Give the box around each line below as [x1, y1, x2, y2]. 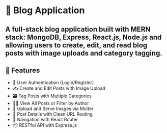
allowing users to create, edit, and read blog [5, 41, 148, 49]
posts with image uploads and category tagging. [5, 48, 162, 58]
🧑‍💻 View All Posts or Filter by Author [12, 100, 89, 107]
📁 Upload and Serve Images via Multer [12, 105, 94, 112]
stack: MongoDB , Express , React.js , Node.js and [5, 33, 162, 41]
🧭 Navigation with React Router [12, 117, 78, 123]
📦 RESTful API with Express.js [12, 122, 77, 128]
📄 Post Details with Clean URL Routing [12, 111, 93, 117]
